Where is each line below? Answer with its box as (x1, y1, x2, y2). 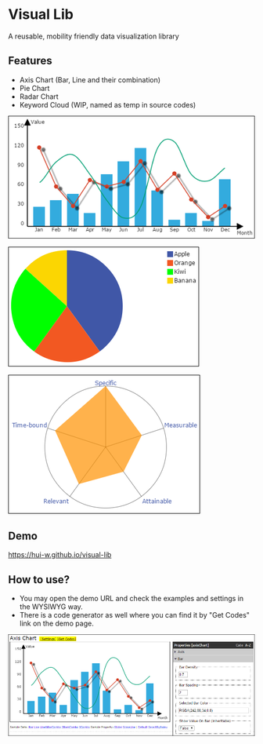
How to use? (8, 573, 70, 586)
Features (8, 54, 52, 67)
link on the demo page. (19, 618, 94, 629)
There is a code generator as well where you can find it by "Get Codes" (19, 611, 250, 620)
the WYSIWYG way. (19, 602, 84, 611)
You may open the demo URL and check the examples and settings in (19, 594, 244, 604)
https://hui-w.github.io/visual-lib (8, 550, 112, 560)
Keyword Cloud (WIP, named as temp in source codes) (19, 100, 196, 109)
